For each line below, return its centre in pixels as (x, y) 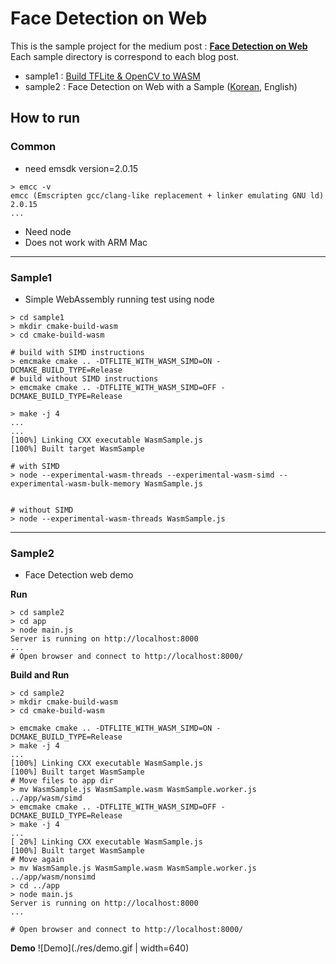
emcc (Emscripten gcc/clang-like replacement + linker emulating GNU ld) (167, 195)
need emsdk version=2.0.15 (81, 168)
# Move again (37, 860)
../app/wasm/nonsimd (53, 877)
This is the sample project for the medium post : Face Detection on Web (159, 46)
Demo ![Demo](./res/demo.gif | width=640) (100, 948)
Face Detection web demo (79, 575)
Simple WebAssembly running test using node (119, 299)
